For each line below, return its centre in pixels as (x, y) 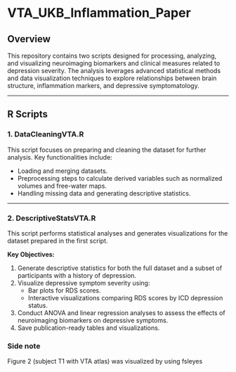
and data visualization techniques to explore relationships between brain (112, 78)
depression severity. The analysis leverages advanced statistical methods (114, 71)
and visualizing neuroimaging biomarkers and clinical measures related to (114, 63)
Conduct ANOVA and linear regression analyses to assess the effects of (122, 313)
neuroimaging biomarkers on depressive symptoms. (93, 320)
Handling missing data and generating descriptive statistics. (104, 193)
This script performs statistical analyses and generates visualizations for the (118, 233)
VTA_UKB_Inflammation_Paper (99, 13)
